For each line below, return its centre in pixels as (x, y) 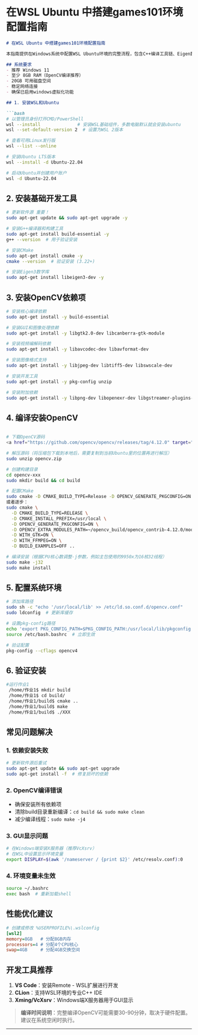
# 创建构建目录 (22, 469)
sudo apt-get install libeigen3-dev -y (55, 278)
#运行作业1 (18, 684)
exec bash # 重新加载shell (39, 894)
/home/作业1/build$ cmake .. (43, 701)
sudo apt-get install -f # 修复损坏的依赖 (57, 774)
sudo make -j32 (25, 562)
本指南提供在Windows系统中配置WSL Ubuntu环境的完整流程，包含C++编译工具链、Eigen (98, 54)
